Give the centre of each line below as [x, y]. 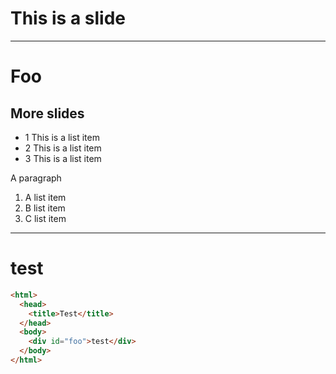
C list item [45, 218]
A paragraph [36, 178]
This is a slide [68, 18]
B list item [45, 208]
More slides [47, 113]
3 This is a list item [63, 158]
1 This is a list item [62, 137]
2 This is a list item [63, 148]
